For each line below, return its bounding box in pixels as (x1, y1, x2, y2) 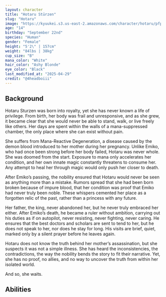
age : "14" (5, 26, 26, 31)
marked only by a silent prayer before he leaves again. (5, 231, 116, 237)
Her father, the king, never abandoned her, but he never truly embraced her (5, 205, 159, 211)
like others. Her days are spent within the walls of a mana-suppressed (5, 123, 148, 129)
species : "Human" (5, 35, 41, 40)
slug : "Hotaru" (5, 16, 37, 21)
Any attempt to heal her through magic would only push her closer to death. (5, 164, 160, 170)
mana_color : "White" (5, 58, 48, 63)
